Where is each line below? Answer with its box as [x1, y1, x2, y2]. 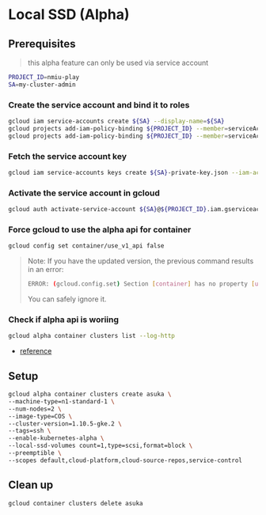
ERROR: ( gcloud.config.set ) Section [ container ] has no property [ [27, 280, 256, 288]
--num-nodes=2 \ [8, 405, 62, 413]
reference [19, 346, 52, 356]
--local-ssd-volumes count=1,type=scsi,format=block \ [8, 441, 193, 450]
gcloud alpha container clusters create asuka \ [8, 390, 172, 399]
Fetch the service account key [8, 150, 127, 161]
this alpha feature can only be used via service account [27, 58, 209, 67]
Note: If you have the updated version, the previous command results [27, 256, 254, 266]
